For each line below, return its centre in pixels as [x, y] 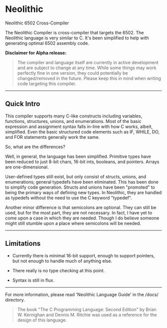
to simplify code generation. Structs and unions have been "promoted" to [80, 187]
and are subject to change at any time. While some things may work [87, 68]
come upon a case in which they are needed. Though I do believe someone [82, 218]
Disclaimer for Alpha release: [36, 53]
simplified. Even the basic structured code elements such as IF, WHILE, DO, [83, 132]
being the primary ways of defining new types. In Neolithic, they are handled [83, 192]
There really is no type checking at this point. [59, 270]
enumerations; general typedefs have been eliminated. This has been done [82, 182]
